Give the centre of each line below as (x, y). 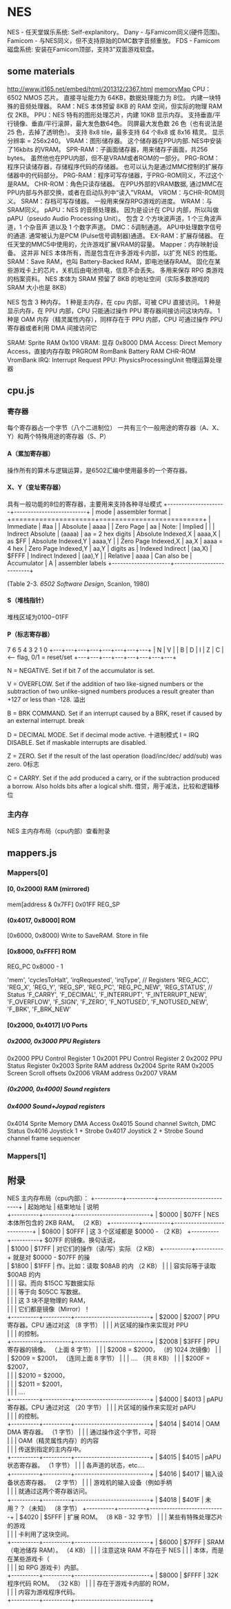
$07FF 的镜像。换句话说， (82, 1240)
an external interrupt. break (46, 721)
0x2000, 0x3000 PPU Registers (54, 1041)
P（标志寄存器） (30, 634)
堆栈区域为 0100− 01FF (38, 617)
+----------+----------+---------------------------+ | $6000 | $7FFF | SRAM (116, 1542)
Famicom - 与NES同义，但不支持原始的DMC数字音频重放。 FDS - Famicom (114, 40)
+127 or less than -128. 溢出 (47, 700)
